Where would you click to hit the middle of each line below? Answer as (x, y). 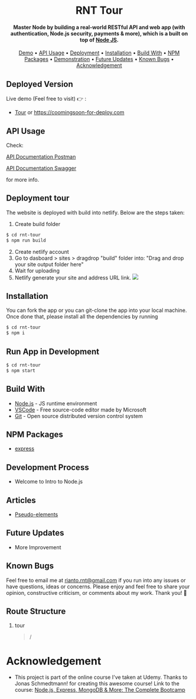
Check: (15, 146)
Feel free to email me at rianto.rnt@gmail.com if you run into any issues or (96, 580)
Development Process (48, 467)
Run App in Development (53, 351)
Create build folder (37, 224)
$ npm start (21, 371)
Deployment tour (38, 198)
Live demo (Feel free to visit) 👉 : (46, 99)
